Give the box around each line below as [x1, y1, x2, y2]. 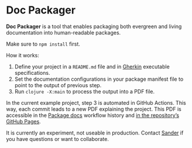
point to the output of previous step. [14, 81, 102, 88]
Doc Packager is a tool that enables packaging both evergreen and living [6, 23, 182, 30]
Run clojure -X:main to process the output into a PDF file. [14, 88, 155, 95]
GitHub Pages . [6, 118, 41, 125]
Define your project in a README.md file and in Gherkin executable [14, 63, 170, 70]
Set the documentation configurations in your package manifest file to [14, 75, 184, 82]
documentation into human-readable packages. [6, 29, 121, 36]
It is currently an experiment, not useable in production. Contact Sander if [6, 129, 184, 136]
